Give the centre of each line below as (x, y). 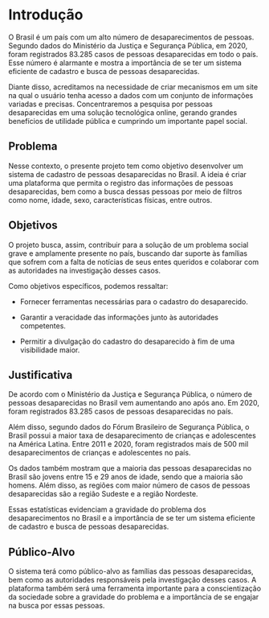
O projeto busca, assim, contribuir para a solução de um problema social (128, 245)
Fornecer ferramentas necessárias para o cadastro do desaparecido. (134, 301)
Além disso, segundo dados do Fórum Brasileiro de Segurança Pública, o (129, 427)
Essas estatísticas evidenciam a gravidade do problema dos (107, 509)
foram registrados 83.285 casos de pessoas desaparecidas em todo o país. (133, 54)
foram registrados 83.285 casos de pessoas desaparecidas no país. (121, 411)
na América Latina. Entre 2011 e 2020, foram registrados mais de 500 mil (128, 444)
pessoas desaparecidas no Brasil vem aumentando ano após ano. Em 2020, (134, 403)
